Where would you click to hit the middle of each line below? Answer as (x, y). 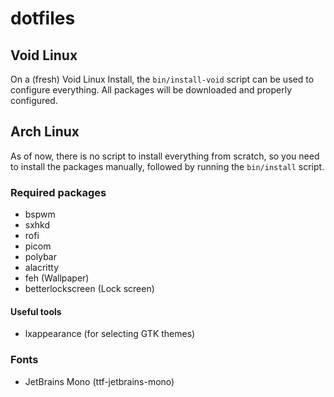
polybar (40, 257)
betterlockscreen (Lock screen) (89, 289)
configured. (34, 100)
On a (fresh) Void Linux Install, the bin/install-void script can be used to (162, 79)
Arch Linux (45, 132)
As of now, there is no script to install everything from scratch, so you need (165, 156)
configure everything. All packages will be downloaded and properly (151, 90)
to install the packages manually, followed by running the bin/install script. (167, 166)
